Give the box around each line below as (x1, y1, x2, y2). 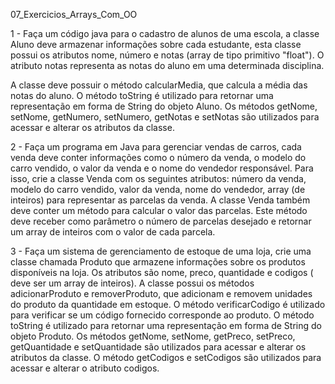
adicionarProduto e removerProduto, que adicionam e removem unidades (10, 288, 313, 299)
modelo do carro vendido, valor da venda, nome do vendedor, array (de (10, 184, 306, 195)
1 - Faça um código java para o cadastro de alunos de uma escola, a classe (10, 28, 320, 39)
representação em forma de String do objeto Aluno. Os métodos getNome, (10, 100, 318, 112)
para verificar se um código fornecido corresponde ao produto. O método (10, 309, 315, 321)
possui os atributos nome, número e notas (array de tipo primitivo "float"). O (10, 49, 325, 61)
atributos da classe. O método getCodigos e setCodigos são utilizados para (10, 352, 322, 363)
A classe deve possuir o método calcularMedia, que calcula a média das (10, 79, 308, 91)
